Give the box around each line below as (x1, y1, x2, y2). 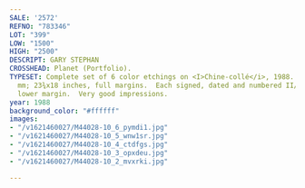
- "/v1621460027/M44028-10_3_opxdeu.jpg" (9, 148, 169, 157)
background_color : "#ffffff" (9, 106, 120, 115)
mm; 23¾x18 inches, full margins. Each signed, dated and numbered (17, 81, 282, 90)
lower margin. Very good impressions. (17, 89, 169, 98)
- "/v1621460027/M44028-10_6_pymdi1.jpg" (9, 124, 169, 133)
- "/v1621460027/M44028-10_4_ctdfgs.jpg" (9, 140, 169, 149)
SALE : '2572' (9, 13, 59, 23)
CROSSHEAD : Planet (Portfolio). (9, 64, 132, 74)
